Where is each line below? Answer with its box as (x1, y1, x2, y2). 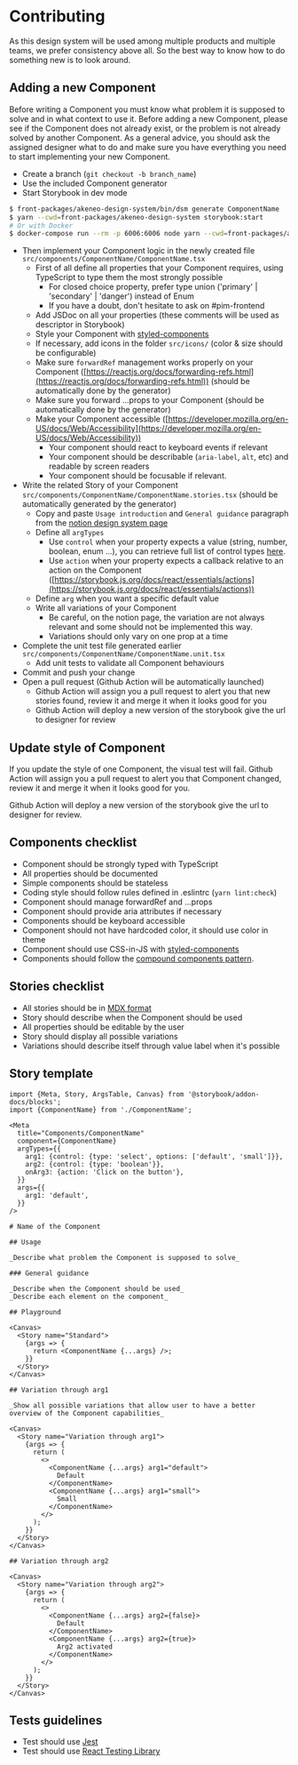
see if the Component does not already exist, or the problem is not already (9, 123, 281, 133)
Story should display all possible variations (21, 1031, 179, 1041)
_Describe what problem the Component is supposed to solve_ (9, 1253, 240, 1262)
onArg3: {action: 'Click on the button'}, (25, 1167, 184, 1176)
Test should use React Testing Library (21, 1745, 161, 1757)
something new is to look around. (9, 54, 131, 65)
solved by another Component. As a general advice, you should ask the (9, 132, 271, 143)
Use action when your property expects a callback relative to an (48, 556, 284, 566)
